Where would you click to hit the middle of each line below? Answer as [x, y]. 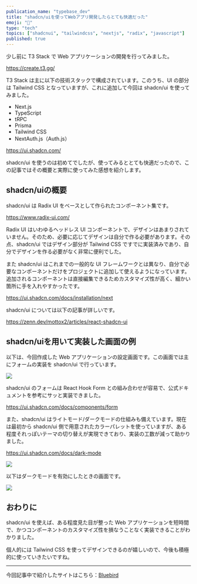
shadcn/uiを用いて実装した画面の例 [71, 342]
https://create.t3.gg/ [30, 68]
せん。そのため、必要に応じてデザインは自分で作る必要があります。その [103, 236]
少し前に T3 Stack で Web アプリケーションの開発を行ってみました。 [89, 56]
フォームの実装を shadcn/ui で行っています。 [65, 364]
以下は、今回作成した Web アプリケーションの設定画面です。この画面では [95, 357]
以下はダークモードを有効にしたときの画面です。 [65, 476]
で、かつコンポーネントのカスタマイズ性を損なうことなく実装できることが [96, 530]
